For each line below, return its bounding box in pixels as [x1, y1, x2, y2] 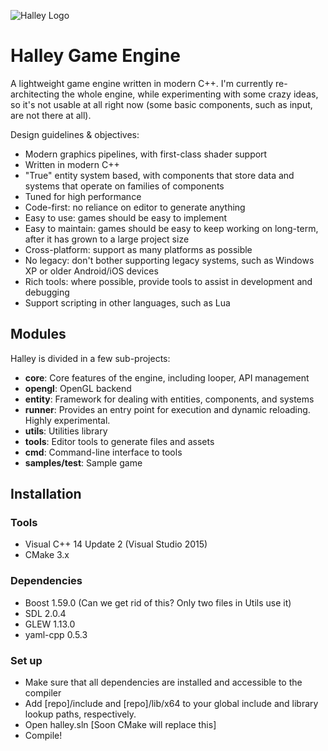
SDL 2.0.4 [24, 607, 67, 619]
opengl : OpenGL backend [24, 382, 132, 394]
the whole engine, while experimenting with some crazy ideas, [61, 88, 319, 100]
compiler [24, 687, 62, 699]
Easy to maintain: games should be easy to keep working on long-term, [24, 222, 319, 234]
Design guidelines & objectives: [10, 128, 140, 140]
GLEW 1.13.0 [24, 618, 76, 630]
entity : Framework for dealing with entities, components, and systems [24, 393, 315, 405]
